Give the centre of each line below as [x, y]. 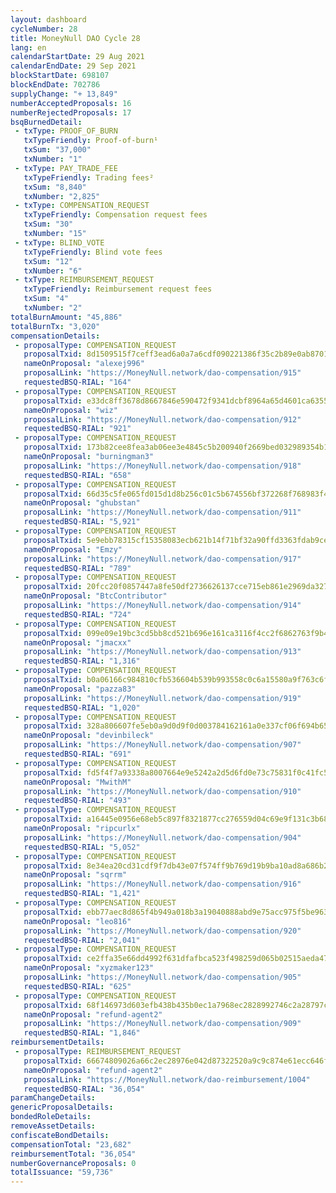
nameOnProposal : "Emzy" [73, 549]
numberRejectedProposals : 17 [71, 112]
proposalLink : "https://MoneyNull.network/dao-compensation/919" [162, 698]
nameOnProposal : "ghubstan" [82, 503]
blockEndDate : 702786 [55, 85]
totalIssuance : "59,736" [62, 1172]
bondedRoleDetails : [51, 1117]
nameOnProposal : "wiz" [70, 410]
